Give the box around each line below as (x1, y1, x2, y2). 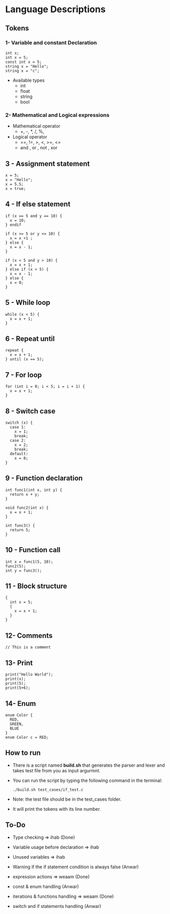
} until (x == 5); (5, 357, 44, 362)
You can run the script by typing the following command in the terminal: (12, 777, 162, 783)
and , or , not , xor (20, 145, 57, 151)
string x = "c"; (5, 68, 40, 73)
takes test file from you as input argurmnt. (12, 767, 100, 773)
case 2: (10, 438, 26, 443)
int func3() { (5, 523, 36, 528)
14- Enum (5, 699, 37, 708)
